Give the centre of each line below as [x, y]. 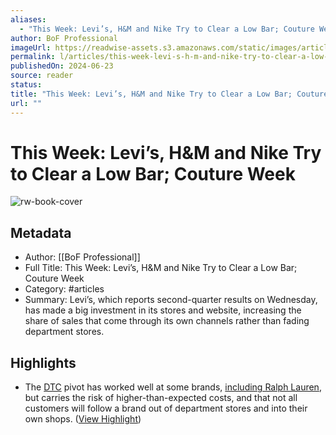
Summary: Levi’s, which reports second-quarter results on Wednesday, [171, 300]
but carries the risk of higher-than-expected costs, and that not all [161, 398]
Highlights [43, 362]
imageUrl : [31, 47]
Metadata [41, 232]
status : [26, 85]
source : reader [42, 76]
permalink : [33, 57]
